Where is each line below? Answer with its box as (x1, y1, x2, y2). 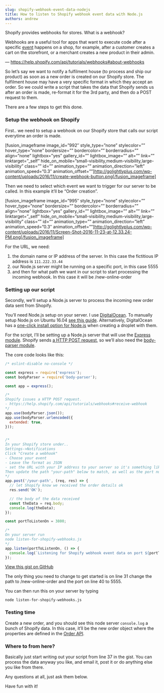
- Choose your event (5, 455, 47, 461)
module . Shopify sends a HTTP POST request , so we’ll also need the (5, 337, 143, 343)
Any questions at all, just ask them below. (5, 674, 88, 680)
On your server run (5, 532, 45, 537)
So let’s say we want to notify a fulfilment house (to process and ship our (5, 69, 152, 74)
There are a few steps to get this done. (5, 104, 83, 110)
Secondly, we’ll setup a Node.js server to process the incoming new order (5, 297, 154, 303)
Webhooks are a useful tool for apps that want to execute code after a (5, 39, 146, 45)
